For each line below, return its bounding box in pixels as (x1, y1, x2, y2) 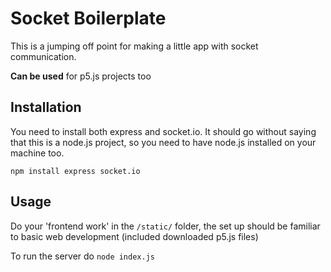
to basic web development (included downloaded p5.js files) (10, 230, 259, 242)
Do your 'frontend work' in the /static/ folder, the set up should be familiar (10, 220, 321, 232)
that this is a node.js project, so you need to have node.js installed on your (10, 136, 317, 148)
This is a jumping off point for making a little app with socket (10, 40, 259, 52)
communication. (10, 50, 77, 62)
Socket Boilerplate (10, 7, 167, 30)
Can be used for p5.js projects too (10, 70, 152, 82)
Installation (10, 99, 82, 116)
